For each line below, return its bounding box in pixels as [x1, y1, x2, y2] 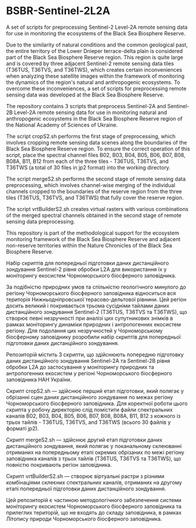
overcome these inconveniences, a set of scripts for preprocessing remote [6, 85, 187, 92]
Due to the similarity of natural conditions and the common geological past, [6, 41, 188, 48]
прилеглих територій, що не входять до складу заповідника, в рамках [6, 509, 182, 516]
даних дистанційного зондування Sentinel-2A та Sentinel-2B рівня [6, 357, 170, 364]
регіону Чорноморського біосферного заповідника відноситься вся [6, 289, 176, 296]
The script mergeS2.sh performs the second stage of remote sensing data [6, 175, 186, 182]
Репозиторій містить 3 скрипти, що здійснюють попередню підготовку [6, 351, 184, 358]
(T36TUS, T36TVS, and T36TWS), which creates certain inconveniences [6, 66, 183, 73]
